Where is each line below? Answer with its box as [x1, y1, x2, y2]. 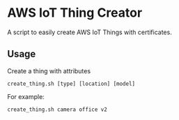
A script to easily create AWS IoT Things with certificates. [7, 28, 172, 36]
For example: [7, 92, 45, 100]
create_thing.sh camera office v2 [7, 106, 108, 113]
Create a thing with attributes [7, 66, 91, 75]
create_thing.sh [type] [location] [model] [7, 80, 136, 87]
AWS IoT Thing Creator [7, 5, 143, 21]
